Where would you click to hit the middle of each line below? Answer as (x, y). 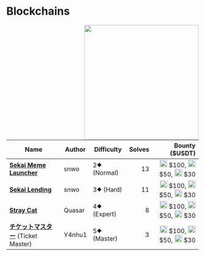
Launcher (23, 173)
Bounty (185, 145)
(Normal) (106, 173)
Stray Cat (23, 210)
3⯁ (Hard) (107, 189)
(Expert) (105, 214)
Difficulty (108, 149)
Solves (139, 149)
